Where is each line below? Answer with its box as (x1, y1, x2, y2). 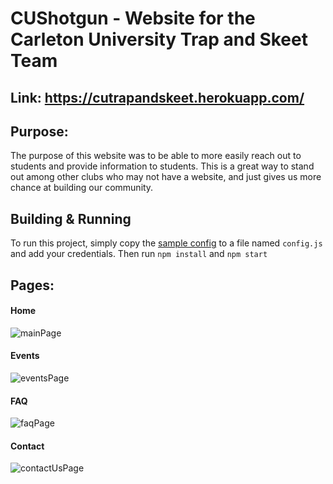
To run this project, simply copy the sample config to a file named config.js (10, 237, 323, 249)
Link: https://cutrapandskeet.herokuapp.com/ (10, 89, 305, 106)
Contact (10, 440, 45, 452)
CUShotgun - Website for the (10, 7, 256, 30)
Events (10, 350, 40, 362)
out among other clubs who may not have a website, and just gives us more (10, 171, 322, 183)
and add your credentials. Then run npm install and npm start (10, 248, 268, 260)
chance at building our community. (10, 182, 154, 194)
